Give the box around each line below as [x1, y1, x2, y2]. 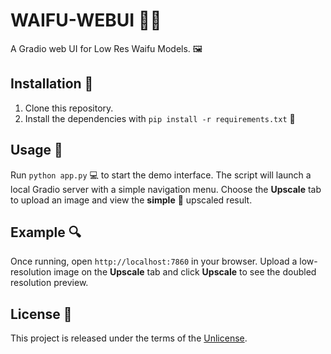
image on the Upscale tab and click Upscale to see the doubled [53, 266, 317, 278]
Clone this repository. [24, 102, 114, 114]
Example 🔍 [10, 224, 82, 241]
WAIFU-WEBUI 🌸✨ [10, 9, 162, 32]
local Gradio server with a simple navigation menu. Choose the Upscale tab [10, 183, 322, 195]
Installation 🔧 [10, 75, 94, 93]
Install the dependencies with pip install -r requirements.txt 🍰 [24, 112, 296, 124]
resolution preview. [10, 277, 89, 289]
